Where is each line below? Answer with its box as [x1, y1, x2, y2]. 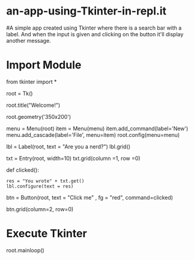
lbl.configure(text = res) [6, 183, 74, 189]
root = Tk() [6, 89, 33, 97]
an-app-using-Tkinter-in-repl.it [6, 4, 167, 18]
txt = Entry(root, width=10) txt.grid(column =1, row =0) [6, 154, 141, 162]
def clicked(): [6, 166, 39, 173]
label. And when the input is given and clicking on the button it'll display [6, 30, 184, 37]
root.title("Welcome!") [6, 101, 61, 109]
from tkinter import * [6, 78, 57, 85]
